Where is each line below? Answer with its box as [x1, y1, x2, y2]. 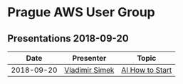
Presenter [72, 54, 107, 63]
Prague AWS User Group [7, 4, 155, 20]
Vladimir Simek [63, 65, 115, 75]
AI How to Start [120, 65, 172, 75]
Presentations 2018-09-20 [7, 32, 130, 44]
